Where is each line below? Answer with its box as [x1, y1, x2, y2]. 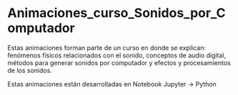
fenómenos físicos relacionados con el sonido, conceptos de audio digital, [7, 51, 227, 60]
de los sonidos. [7, 66, 52, 74]
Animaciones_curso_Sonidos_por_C [7, 5, 227, 21]
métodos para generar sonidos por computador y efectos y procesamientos [7, 58, 231, 67]
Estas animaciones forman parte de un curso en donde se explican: [7, 43, 206, 52]
